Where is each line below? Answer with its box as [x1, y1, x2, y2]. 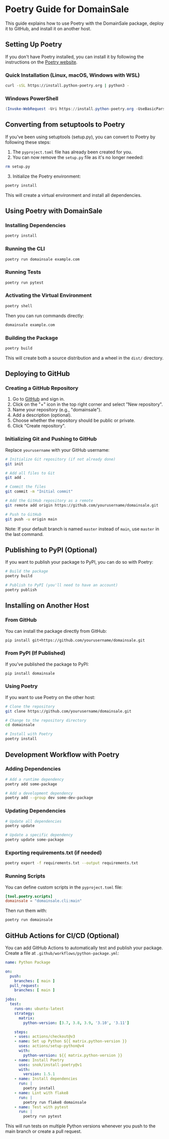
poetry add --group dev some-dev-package [5, 795, 94, 800]
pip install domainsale [5, 671, 55, 676]
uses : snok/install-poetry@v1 [18, 1062, 82, 1067]
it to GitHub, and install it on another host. [5, 25, 92, 31]
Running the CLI [5, 245, 45, 252]
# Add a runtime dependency [5, 777, 64, 782]
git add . [5, 475, 26, 480]
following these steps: [5, 139, 51, 145]
